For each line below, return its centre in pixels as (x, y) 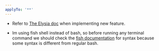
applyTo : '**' (19, 9)
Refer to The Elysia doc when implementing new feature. (69, 23)
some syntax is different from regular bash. (55, 43)
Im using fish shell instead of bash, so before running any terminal (78, 33)
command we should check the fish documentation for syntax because (83, 38)
